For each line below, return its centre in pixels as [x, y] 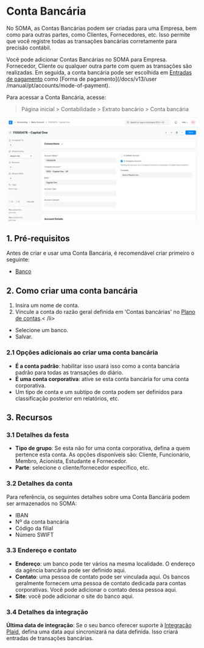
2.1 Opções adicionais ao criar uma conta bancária [82, 352]
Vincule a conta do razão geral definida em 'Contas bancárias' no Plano [105, 312]
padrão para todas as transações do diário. [69, 372]
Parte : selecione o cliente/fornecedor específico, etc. [82, 468]
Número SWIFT [34, 534]
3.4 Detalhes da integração [47, 612]
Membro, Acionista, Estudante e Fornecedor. [71, 461]
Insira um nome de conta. [47, 305]
